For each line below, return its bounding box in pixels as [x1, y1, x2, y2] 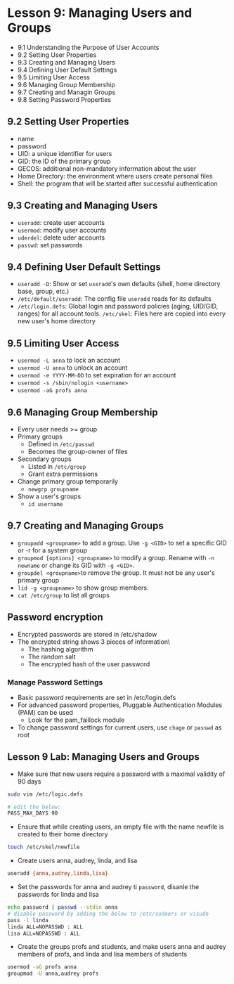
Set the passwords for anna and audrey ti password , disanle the [17, 883, 200, 891]
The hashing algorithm [27, 645, 93, 653]
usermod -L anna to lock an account [17, 356, 121, 365]
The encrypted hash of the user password [27, 659, 150, 668]
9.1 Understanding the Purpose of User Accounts [17, 43, 160, 51]
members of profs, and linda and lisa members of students [17, 950, 188, 959]
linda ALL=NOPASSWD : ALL [7, 923, 83, 931]
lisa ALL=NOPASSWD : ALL [7, 930, 80, 937]
